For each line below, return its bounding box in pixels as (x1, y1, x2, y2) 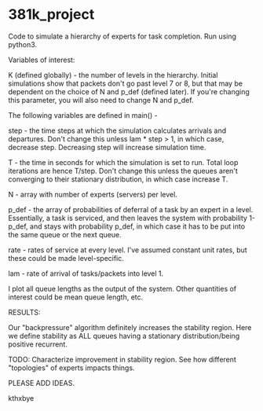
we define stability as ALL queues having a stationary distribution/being (8, 331, 240, 340)
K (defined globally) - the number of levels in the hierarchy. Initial (8, 70, 218, 79)
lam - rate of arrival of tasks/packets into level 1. (8, 269, 164, 278)
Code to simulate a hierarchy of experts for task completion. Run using (8, 31, 237, 41)
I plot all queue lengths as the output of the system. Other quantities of (8, 284, 237, 293)
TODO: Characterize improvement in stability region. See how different (8, 354, 237, 364)
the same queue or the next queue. (8, 229, 122, 239)
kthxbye (8, 393, 35, 402)
